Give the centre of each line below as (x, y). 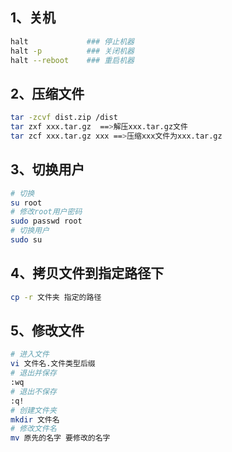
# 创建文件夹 (33, 410)
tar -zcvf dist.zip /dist (64, 118)
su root (26, 203)
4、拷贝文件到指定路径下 (87, 273)
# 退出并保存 (33, 373)
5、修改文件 (47, 331)
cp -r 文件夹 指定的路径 (56, 297)
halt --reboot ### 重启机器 (72, 60)
